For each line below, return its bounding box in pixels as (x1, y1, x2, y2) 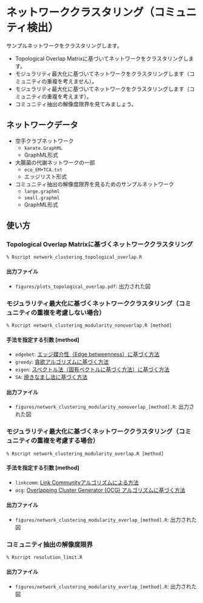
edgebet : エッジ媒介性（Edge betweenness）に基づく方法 (15, 350, 160, 358)
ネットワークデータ (6, 120, 78, 131)
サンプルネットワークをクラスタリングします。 (6, 42, 122, 49)
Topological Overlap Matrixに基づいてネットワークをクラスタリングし (15, 55, 189, 62)
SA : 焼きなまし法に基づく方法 (15, 373, 88, 381)
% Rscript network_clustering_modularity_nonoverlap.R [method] (6, 322, 172, 329)
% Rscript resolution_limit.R (6, 554, 83, 560)
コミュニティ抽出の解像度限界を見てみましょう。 (15, 100, 138, 107)
